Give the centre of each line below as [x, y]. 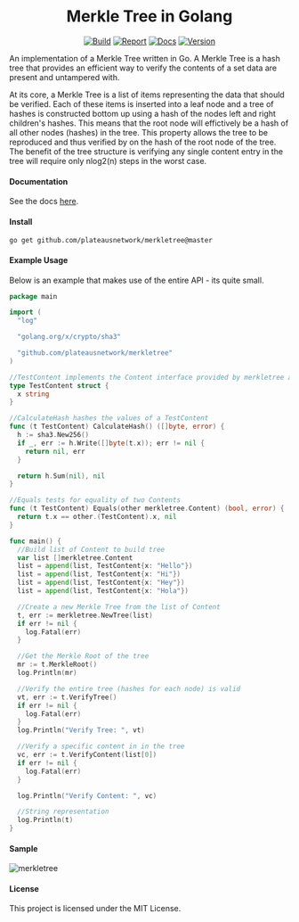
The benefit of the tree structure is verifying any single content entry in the [146, 151]
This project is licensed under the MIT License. [95, 909]
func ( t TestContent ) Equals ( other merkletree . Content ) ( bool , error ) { [147, 509]
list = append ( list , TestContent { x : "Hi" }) [99, 574]
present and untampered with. [65, 77]
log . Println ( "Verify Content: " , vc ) [87, 795]
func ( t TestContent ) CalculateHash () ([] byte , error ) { [117, 427]
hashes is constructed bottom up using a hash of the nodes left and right [142, 113]
